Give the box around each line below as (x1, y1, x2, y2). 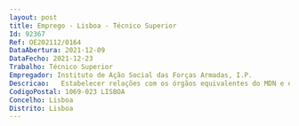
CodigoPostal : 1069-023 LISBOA (9, 87, 125, 96)
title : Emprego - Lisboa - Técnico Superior (9, 21, 177, 30)
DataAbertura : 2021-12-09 (9, 46, 105, 55)
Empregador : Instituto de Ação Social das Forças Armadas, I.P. (9, 71, 253, 80)
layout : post (9, 12, 58, 22)
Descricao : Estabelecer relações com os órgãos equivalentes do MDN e (9, 79, 285, 88)
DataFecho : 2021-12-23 (9, 54, 93, 63)
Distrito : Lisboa (9, 104, 74, 113)
